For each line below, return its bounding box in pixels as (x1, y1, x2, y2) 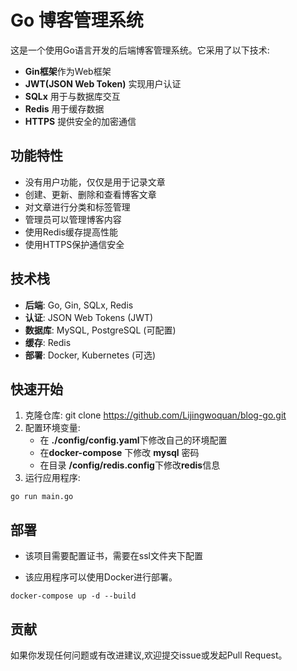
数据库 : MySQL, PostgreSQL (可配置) (24, 324, 177, 336)
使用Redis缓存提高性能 (24, 226, 119, 238)
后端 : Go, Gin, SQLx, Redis (24, 299, 134, 311)
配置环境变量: (24, 422, 81, 434)
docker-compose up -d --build (10, 591, 137, 601)
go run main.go (10, 492, 74, 502)
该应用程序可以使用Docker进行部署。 (24, 571, 178, 583)
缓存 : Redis (24, 336, 72, 348)
